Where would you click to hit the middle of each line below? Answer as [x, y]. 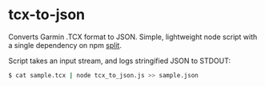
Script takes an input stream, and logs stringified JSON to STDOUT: [119, 61]
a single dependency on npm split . [65, 45]
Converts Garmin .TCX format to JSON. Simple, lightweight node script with [133, 37]
